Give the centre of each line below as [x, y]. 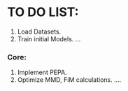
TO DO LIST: [43, 12]
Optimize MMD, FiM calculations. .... [69, 80]
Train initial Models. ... [49, 38]
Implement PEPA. [42, 72]
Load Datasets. [39, 31]
